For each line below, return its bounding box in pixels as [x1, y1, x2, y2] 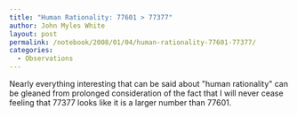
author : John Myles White [9, 21, 105, 30]
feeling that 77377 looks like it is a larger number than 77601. [9, 97, 232, 107]
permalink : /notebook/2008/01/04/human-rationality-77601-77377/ [9, 37, 256, 47]
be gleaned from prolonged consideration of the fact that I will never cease [9, 88, 284, 98]
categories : [9, 46, 53, 55]
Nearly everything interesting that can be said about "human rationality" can [9, 79, 289, 89]
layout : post [9, 29, 58, 38]
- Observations [17, 54, 74, 63]
